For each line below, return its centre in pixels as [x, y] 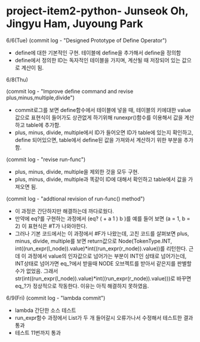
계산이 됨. [33, 68]
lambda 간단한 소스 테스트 [45, 310]
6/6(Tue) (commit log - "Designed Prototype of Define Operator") [87, 40]
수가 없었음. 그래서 [36, 271]
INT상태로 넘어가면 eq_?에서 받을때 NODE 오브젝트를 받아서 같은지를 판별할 [103, 263]
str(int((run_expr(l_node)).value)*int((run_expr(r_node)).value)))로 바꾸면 [103, 278]
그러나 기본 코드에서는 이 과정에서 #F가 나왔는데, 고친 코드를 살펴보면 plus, [102, 233]
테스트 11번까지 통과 [38, 332]
